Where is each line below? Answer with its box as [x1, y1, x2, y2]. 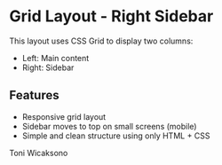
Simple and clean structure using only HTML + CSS [21, 130, 210, 141]
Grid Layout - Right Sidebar [9, 6, 214, 27]
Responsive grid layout [21, 111, 107, 122]
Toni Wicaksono [9, 147, 68, 158]
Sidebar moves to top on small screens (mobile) [21, 121, 197, 131]
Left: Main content [21, 52, 90, 63]
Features [9, 88, 59, 103]
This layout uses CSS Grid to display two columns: [9, 35, 194, 46]
